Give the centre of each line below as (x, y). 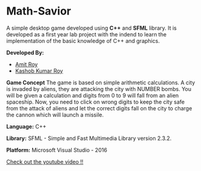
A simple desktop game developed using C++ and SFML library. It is (92, 28)
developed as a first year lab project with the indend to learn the (87, 34)
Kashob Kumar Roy (39, 70)
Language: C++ (26, 126)
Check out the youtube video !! (45, 161)
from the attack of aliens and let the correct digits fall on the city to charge (99, 108)
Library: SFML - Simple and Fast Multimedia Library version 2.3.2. (89, 138)
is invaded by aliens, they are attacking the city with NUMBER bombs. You (99, 89)
